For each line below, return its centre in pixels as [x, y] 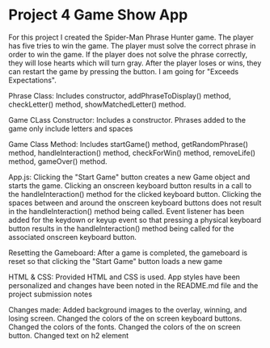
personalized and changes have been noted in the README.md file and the [133, 285]
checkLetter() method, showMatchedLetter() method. [97, 104]
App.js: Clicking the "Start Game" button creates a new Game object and [129, 177]
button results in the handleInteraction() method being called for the [121, 229]
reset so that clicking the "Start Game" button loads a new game [116, 261]
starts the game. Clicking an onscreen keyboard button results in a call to [130, 185]
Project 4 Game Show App [98, 15]
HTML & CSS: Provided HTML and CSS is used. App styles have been [124, 277]
